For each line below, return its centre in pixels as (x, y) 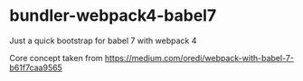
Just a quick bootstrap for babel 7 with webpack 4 (103, 40)
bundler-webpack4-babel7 (113, 16)
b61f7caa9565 (36, 67)
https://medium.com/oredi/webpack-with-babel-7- (199, 58)
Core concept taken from (56, 58)
